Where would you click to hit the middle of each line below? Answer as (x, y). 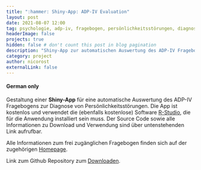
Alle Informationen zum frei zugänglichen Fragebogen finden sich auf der (97, 143)
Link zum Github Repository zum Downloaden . (63, 160)
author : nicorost (28, 61)
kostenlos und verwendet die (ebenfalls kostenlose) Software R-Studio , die (98, 112)
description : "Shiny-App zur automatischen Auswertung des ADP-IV (91, 51)
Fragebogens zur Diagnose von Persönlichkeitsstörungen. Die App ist (92, 106)
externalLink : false (32, 67)
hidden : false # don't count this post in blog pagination (81, 45)
